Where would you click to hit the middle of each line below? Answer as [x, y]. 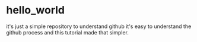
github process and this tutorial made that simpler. [68, 32]
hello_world [36, 10]
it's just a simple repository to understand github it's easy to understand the [99, 26]
